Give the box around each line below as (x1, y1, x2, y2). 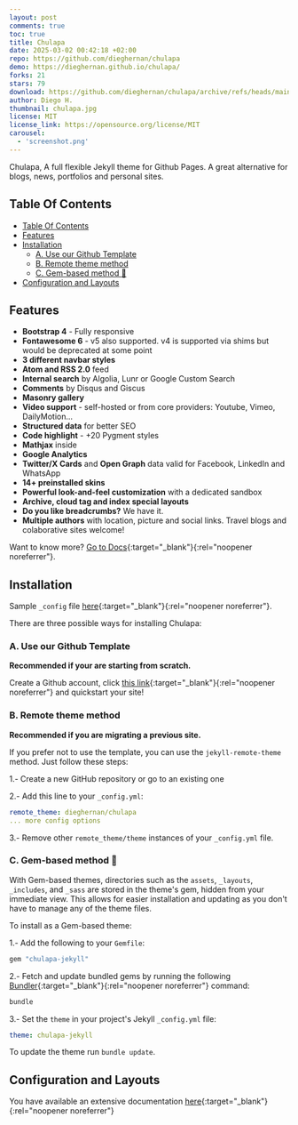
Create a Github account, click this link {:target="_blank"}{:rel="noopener (9, 678, 275, 688)
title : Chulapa (9, 37, 66, 47)
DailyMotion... (21, 411, 74, 422)
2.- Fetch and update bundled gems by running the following (9, 970, 231, 981)
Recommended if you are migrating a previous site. (9, 729, 201, 740)
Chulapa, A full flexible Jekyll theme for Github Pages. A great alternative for (9, 161, 288, 172)
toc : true (9, 29, 46, 38)
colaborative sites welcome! (21, 525, 125, 535)
